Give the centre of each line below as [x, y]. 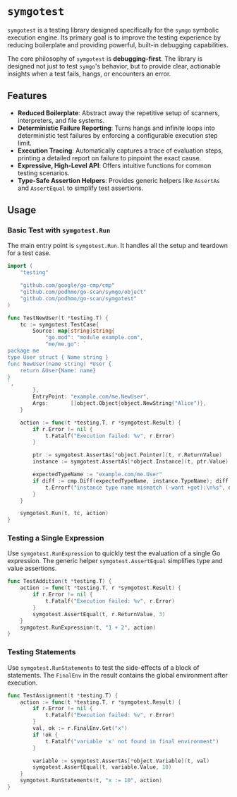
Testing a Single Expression [56, 538]
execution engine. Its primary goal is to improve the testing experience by [114, 37]
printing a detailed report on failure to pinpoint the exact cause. [109, 158]
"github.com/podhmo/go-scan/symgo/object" [83, 292]
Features [27, 96]
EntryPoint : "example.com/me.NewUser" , [91, 397]
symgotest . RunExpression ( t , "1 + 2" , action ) [88, 627]
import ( [20, 266]
